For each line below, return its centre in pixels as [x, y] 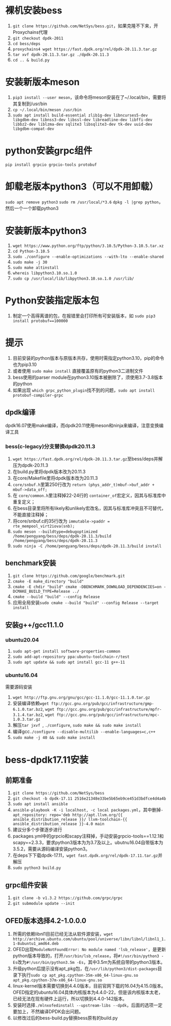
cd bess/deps [27, 44]
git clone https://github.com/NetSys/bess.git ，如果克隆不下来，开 [85, 26]
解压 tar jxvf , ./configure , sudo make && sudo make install [77, 725]
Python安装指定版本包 [52, 300]
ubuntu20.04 [22, 640]
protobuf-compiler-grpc [38, 395]
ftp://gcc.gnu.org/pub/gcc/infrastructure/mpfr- [109, 710]
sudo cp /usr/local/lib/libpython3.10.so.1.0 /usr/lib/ [73, 278]
